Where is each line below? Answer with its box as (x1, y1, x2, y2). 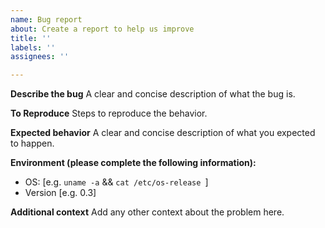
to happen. (10, 137, 55, 150)
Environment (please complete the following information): (10, 157, 257, 169)
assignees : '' (10, 52, 70, 62)
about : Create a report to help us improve (10, 24, 195, 34)
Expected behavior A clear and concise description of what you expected (10, 127, 316, 139)
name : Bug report (10, 14, 83, 25)
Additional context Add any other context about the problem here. (10, 206, 285, 218)
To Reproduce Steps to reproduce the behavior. (10, 107, 208, 120)
